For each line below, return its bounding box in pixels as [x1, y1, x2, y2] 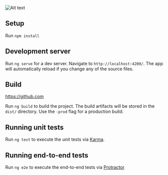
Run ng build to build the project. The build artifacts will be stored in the [5, 103, 155, 109]
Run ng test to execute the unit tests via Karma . [5, 136, 105, 142]
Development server [5, 47, 71, 56]
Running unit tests [5, 123, 64, 131]
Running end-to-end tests [5, 151, 89, 159]
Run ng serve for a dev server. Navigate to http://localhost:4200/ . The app [5, 60, 163, 66]
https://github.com [5, 93, 44, 100]
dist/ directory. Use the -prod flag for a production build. [5, 108, 124, 115]
